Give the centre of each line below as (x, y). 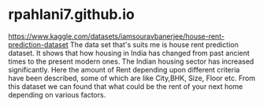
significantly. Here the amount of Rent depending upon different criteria (124, 69)
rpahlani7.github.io (72, 15)
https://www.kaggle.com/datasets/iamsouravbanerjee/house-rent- (117, 36)
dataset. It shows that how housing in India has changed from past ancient (129, 53)
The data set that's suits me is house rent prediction (154, 44)
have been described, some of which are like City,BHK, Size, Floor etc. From (132, 78)
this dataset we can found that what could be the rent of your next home (126, 86)
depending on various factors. (57, 94)
